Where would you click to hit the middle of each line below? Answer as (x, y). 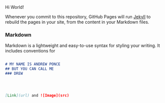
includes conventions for (30, 51)
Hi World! (15, 7)
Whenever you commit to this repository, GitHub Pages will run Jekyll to (78, 17)
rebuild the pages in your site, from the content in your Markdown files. (77, 22)
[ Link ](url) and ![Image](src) (37, 95)
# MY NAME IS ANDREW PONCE (33, 64)
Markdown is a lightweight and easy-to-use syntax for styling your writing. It (82, 46)
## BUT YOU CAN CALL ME (30, 69)
